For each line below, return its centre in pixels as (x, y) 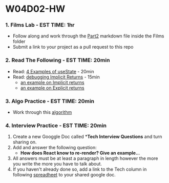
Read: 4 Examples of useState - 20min (53, 71)
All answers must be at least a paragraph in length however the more (85, 158)
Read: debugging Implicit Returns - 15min (56, 77)
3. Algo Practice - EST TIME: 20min (50, 101)
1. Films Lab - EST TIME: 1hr (40, 25)
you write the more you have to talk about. (57, 164)
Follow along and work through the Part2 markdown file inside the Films (88, 36)
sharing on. (25, 142)
